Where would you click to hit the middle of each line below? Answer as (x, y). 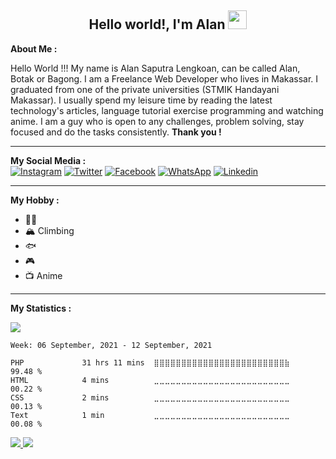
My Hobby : (35, 200)
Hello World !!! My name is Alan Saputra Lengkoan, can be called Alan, (155, 68)
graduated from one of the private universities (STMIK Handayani (145, 89)
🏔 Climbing (49, 230)
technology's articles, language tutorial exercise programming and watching (167, 110)
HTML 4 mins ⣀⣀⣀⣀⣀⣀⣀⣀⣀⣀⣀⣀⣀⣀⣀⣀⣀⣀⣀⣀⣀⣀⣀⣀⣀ (150, 380)
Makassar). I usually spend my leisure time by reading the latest (141, 100)
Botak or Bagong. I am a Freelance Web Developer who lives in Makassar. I (164, 78)
